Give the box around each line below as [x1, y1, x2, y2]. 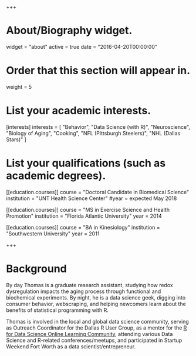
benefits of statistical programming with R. [6, 307, 109, 314]
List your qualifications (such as [6, 157, 166, 169]
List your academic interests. [6, 104, 151, 118]
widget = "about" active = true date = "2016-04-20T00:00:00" [6, 43, 157, 50]
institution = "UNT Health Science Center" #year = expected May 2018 [6, 195, 177, 202]
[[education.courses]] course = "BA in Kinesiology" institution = [6, 224, 160, 231]
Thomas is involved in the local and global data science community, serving [6, 318, 189, 325]
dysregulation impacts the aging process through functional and [6, 288, 161, 295]
